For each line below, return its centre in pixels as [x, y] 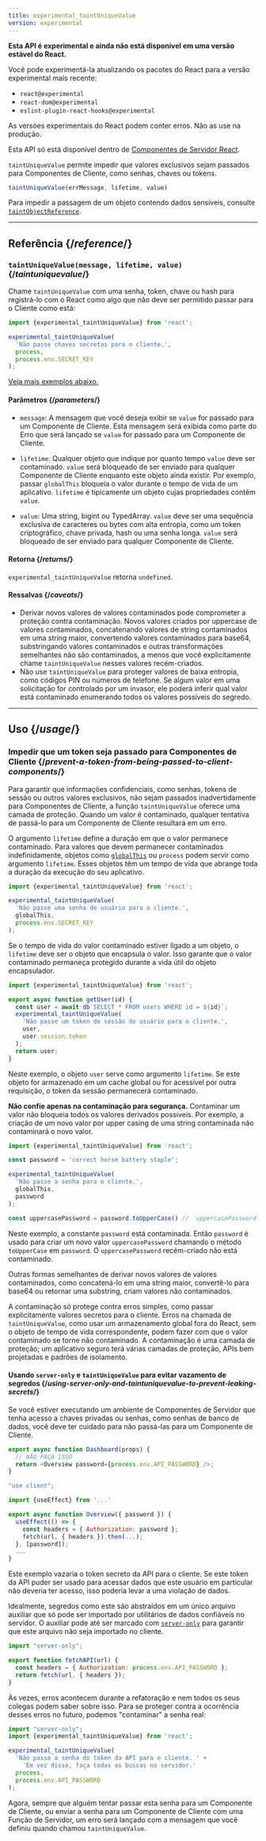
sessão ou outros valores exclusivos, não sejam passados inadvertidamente [132, 798]
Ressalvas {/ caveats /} [46, 595]
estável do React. [38, 54]
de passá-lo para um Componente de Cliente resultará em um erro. [118, 823]
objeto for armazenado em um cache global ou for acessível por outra [122, 1082]
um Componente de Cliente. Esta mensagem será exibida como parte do [138, 426]
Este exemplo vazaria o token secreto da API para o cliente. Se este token [128, 1574]
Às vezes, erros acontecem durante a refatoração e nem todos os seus [124, 1697]
